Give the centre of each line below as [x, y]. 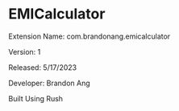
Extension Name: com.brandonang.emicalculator [89, 36]
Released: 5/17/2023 [43, 67]
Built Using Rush [35, 98]
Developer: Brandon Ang [49, 83]
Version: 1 [25, 51]
